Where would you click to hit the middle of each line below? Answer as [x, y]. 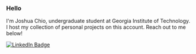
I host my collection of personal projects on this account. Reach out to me [96, 27]
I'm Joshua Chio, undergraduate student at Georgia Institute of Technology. [98, 21]
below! [14, 33]
